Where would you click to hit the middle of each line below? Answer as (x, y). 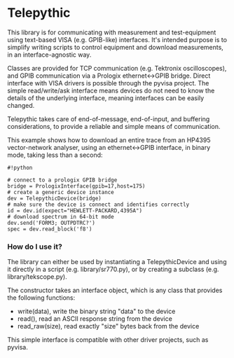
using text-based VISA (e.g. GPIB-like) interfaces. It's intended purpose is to (117, 39)
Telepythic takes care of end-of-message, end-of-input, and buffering (109, 119)
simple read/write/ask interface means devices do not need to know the (111, 90)
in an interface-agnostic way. (49, 55)
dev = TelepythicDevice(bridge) (54, 198)
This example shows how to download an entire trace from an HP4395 (109, 140)
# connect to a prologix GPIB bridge (62, 180)
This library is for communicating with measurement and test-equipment (112, 32)
